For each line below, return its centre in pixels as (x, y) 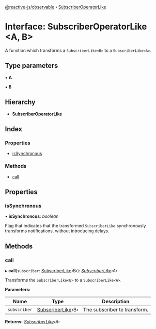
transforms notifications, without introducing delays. (57, 231)
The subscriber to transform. (116, 310)
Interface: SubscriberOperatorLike (76, 27)
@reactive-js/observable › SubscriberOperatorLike (56, 7)
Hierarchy (20, 102)
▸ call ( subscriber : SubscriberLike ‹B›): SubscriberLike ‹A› (61, 270)
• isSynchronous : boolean (32, 216)
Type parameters (31, 66)
